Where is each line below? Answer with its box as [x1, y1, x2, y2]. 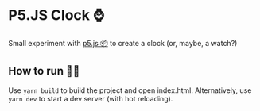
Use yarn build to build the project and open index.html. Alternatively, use [8, 85, 252, 95]
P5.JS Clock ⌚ [8, 6, 105, 25]
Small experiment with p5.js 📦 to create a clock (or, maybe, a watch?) [8, 38, 238, 48]
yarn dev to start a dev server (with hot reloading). [8, 94, 173, 103]
